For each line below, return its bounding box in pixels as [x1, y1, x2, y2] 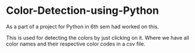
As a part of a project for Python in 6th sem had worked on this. [6, 23, 159, 30]
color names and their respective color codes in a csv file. [6, 40, 146, 47]
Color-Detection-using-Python [6, 4, 159, 17]
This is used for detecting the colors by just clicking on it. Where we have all [6, 34, 190, 41]
